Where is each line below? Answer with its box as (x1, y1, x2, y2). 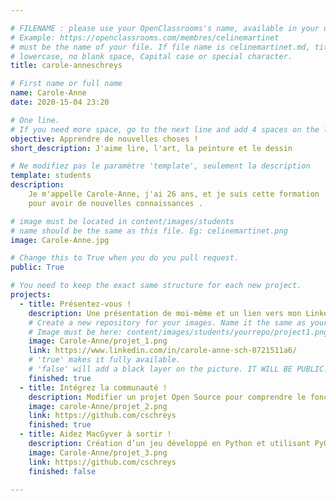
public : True (10, 262, 65, 273)
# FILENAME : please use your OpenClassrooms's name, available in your (10, 23, 320, 33)
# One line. (10, 115, 60, 125)
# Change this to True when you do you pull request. (10, 253, 240, 263)
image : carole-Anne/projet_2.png (28, 401, 168, 411)
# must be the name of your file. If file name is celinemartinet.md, (10, 42, 311, 52)
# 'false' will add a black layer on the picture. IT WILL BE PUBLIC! (28, 364, 329, 374)
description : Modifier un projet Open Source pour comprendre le (28, 392, 307, 402)
